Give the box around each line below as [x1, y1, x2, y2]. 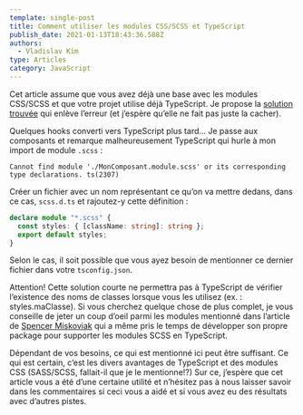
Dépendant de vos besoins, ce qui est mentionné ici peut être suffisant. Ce [9, 348, 288, 359]
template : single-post [9, 13, 95, 23]
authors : [9, 38, 43, 48]
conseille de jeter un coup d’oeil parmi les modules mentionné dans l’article [9, 311, 290, 322]
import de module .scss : [9, 144, 103, 155]
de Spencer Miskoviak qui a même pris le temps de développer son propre [9, 321, 288, 332]
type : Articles [9, 55, 67, 64]
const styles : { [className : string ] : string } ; [17, 221, 205, 231]
